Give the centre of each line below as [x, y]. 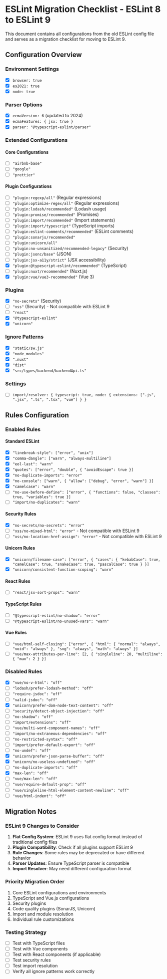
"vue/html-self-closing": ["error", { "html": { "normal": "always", [86, 644]
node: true [24, 92]
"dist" [19, 365]
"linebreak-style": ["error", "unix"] [53, 453]
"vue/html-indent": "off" [39, 796]
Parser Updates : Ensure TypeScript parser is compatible [71, 863]
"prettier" [24, 175]
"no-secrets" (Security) [37, 301]
